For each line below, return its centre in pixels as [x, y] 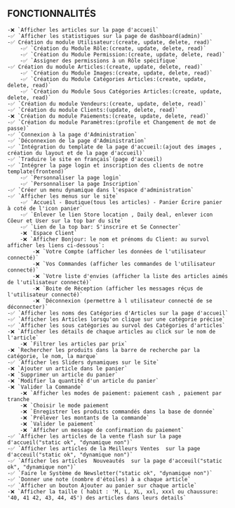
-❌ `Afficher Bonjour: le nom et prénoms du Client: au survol [115, 239]
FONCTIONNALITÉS [52, 14]
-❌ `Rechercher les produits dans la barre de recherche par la [103, 350]
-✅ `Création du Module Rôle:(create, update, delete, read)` [113, 48]
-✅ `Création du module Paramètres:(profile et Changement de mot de [112, 122]
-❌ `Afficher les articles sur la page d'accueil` [83, 30]
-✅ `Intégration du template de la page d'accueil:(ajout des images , [115, 147]
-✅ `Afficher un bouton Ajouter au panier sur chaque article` [102, 485]
